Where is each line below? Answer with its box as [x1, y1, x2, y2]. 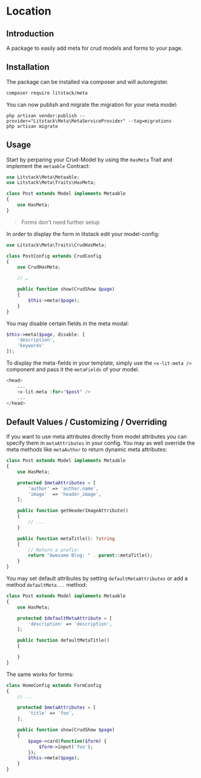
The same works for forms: [6, 671, 74, 678]
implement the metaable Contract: [6, 162, 90, 169]
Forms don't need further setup [21, 218, 100, 226]
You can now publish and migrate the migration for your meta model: [6, 101, 177, 108]
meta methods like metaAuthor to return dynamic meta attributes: [6, 446, 168, 453]
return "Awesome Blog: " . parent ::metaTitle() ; [28, 552, 153, 559]
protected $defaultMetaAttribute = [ [17, 615, 113, 621]
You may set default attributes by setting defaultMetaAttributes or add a [6, 575, 188, 582]
